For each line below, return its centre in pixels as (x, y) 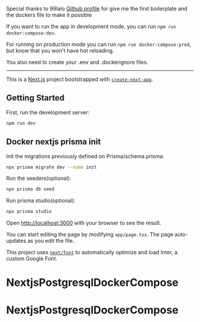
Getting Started (35, 98)
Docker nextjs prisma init (54, 142)
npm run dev (21, 123)
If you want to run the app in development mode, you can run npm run (91, 26)
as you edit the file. (51, 241)
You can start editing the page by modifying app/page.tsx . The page (90, 235)
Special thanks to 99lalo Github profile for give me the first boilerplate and (97, 9)
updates (16, 241)
